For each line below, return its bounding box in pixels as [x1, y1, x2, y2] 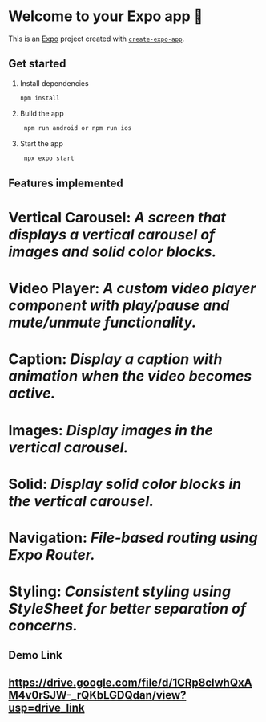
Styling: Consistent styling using [8, 582, 231, 601]
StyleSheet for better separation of [8, 600, 247, 618]
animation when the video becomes [8, 367, 252, 385]
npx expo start [23, 154, 75, 162]
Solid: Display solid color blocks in [8, 475, 242, 493]
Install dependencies [19, 78, 90, 88]
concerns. [8, 617, 79, 635]
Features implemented [8, 176, 123, 190]
